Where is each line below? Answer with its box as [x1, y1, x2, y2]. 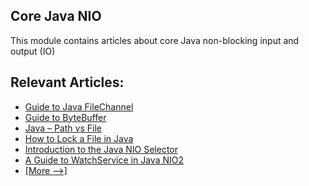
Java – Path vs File [24, 122, 102, 134]
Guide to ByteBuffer [24, 111, 107, 123]
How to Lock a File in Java [24, 132, 134, 144]
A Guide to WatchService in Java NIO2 [24, 154, 185, 166]
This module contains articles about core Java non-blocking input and [10, 34, 300, 46]
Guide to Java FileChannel [24, 100, 134, 113]
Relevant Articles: [10, 74, 125, 91]
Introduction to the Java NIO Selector [24, 143, 178, 155]
